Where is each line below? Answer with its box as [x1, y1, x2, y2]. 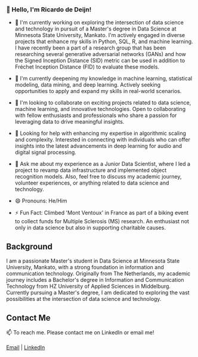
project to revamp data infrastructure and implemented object [14, 167, 167, 174]
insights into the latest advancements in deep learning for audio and [14, 143, 182, 150]
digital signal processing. [14, 149, 76, 156]
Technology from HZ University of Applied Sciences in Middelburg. [6, 283, 171, 290]
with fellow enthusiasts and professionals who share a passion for [14, 112, 177, 119]
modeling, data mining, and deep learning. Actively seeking [14, 81, 161, 88]
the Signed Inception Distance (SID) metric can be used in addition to [14, 57, 185, 64]
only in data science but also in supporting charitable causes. [14, 224, 166, 232]
